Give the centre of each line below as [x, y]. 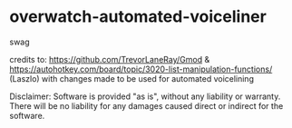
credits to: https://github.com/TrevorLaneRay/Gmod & [110, 59]
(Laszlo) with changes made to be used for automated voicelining [131, 78]
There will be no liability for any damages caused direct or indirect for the [146, 105]
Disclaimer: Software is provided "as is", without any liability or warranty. [145, 96]
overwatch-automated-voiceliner [138, 17]
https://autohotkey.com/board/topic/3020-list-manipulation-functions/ [141, 69]
